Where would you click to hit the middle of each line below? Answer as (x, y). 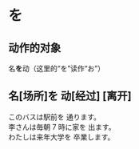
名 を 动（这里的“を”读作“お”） (57, 68)
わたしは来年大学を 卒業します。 (62, 137)
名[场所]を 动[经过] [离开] (70, 96)
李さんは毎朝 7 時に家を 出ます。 (62, 127)
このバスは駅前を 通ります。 (55, 117)
